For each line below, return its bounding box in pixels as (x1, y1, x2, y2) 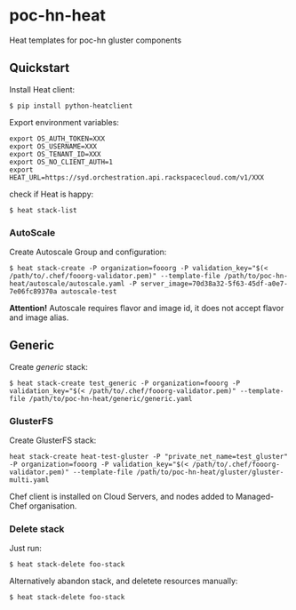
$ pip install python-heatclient (9, 101, 133, 110)
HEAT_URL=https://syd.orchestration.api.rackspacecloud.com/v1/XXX (9, 173, 265, 182)
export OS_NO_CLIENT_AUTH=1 (9, 157, 114, 166)
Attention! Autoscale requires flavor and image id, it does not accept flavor (9, 303, 284, 314)
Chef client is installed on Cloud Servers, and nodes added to (9, 491, 234, 502)
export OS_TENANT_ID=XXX (9, 149, 101, 158)
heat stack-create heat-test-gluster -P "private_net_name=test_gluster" (9, 453, 289, 462)
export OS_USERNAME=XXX (9, 141, 98, 151)
